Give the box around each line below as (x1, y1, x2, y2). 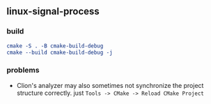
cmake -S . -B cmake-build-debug (6, 42, 104, 50)
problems (6, 66, 40, 75)
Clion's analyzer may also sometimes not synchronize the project (16, 81, 204, 89)
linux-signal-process (6, 6, 100, 17)
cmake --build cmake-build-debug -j (6, 49, 113, 56)
